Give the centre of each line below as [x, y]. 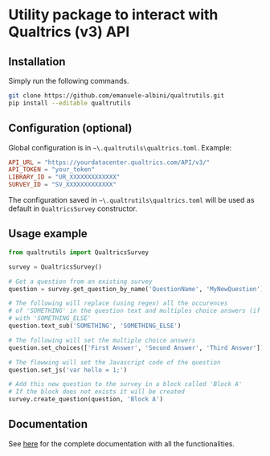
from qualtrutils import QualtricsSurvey [79, 252]
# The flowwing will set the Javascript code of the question [115, 362]
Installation [37, 62]
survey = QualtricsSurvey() [55, 267]
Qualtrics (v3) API [69, 32]
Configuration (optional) [70, 128]
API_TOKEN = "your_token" [51, 170]
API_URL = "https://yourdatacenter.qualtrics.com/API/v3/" [109, 162]
